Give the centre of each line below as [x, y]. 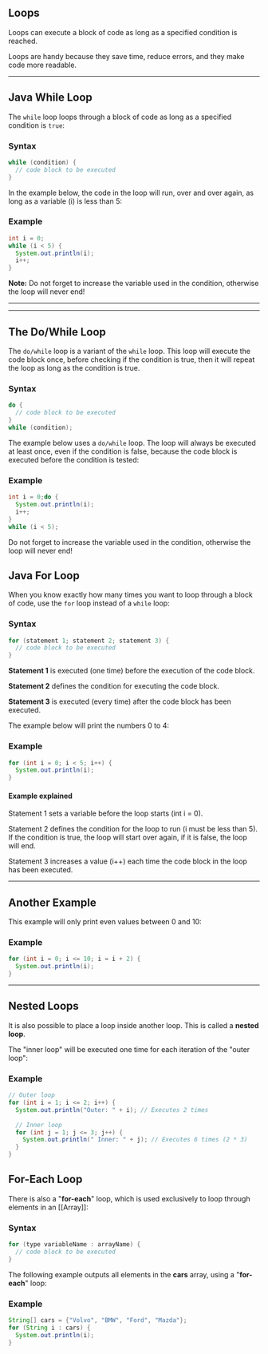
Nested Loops [44, 1006]
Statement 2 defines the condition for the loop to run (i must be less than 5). [133, 829]
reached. [23, 41]
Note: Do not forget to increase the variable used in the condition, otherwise [134, 284]
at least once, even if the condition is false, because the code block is [123, 451]
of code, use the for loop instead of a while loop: [89, 603]
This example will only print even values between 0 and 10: [105, 922]
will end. [22, 846]
